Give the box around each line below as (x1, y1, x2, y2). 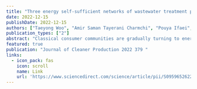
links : (6, 52, 22, 58)
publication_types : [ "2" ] (6, 30, 69, 36)
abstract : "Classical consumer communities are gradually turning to (6, 36, 180, 42)
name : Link (16, 69, 43, 74)
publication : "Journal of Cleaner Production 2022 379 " (6, 47, 148, 53)
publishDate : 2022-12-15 (6, 19, 67, 25)
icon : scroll (16, 63, 49, 69)
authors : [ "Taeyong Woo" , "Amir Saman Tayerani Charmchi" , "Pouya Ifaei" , (6, 25, 193, 31)
